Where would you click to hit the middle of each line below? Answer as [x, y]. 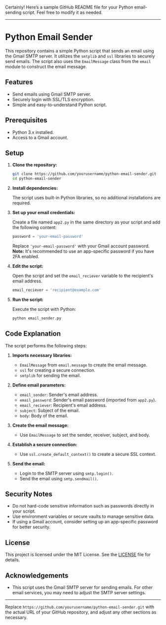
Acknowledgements [37, 575]
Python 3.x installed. [33, 132]
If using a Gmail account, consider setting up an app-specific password [85, 522]
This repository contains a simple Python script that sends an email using [80, 51]
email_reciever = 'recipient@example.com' [57, 290]
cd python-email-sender [37, 179]
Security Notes [29, 494]
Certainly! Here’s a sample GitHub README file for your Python [69, 7]
